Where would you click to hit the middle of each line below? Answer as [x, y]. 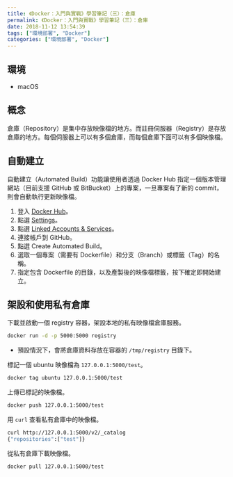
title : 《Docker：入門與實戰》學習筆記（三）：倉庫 [71, 14]
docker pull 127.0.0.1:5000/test [56, 467]
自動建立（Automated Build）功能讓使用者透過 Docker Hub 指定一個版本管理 [117, 179]
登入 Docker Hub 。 [45, 211]
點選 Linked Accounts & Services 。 [67, 228]
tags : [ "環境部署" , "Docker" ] [49, 33]
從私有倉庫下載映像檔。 [41, 453]
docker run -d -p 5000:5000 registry [62, 336]
